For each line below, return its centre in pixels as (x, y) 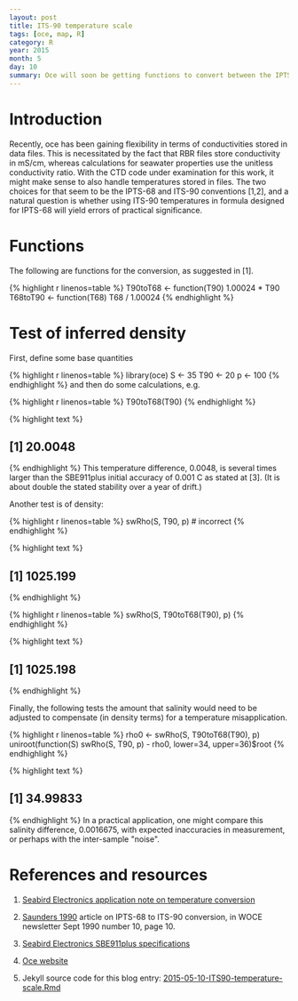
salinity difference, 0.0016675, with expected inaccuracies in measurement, (147, 829)
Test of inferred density (98, 333)
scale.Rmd (41, 987)
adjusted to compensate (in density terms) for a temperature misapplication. (149, 717)
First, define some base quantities (71, 357)
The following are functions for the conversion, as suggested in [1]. (132, 270)
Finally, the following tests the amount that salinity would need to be (133, 708)
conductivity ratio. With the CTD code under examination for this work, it (142, 172)
